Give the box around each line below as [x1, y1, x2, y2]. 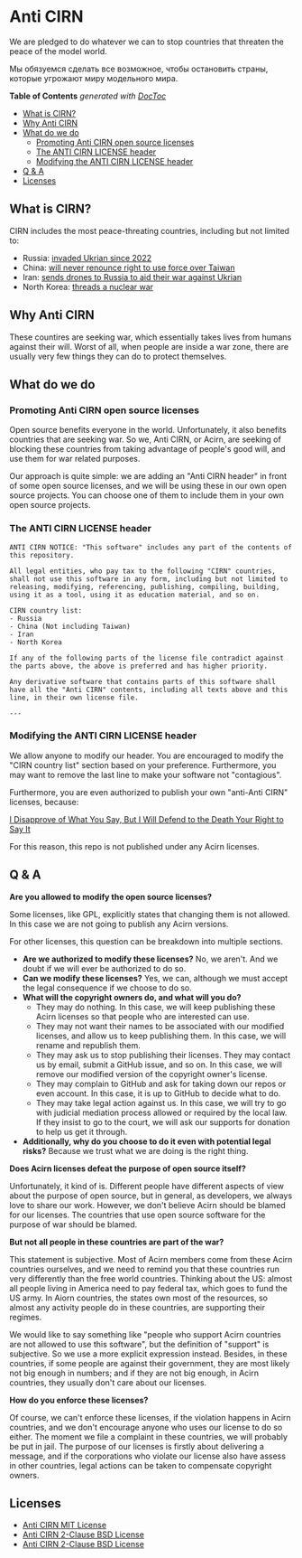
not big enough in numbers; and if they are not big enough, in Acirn [9, 1367, 260, 1378]
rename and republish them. [35, 1039, 142, 1050]
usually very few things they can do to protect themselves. [9, 351, 227, 361]
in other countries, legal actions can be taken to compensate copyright [9, 1459, 272, 1470]
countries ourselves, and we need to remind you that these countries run [9, 1263, 279, 1274]
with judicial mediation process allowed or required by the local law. [35, 1107, 288, 1118]
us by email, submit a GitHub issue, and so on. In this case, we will [35, 1059, 282, 1070]
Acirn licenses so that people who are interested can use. [35, 1010, 250, 1022]
